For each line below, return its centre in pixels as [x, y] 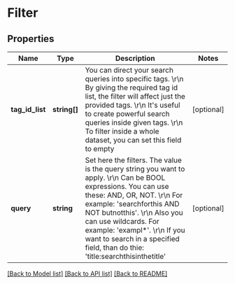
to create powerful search [127, 114]
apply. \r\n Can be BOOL [125, 178]
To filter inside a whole [122, 131]
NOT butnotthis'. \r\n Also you [134, 213]
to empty [100, 149]
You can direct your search [129, 70]
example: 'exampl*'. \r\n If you [135, 230]
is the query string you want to [135, 169]
